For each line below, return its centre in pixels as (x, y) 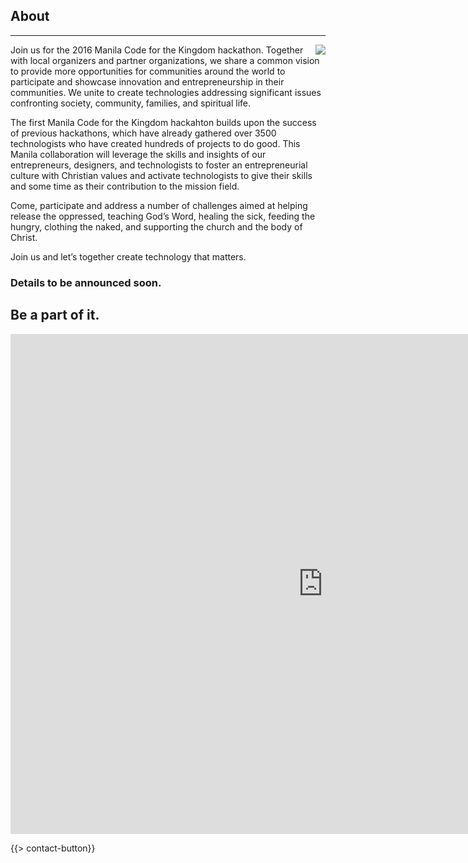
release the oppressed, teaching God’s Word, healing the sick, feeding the (163, 216)
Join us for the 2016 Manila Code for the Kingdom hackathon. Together (157, 50)
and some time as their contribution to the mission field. (125, 186)
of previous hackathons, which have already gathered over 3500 (143, 133)
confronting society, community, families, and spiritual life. (131, 103)
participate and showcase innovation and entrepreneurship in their (147, 81)
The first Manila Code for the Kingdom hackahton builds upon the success (163, 122)
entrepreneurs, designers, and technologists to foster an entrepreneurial (159, 165)
